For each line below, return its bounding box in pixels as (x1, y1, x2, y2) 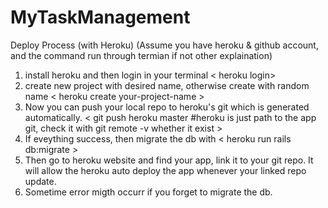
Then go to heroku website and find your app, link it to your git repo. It (24, 154, 314, 166)
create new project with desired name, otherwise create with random (24, 79, 310, 91)
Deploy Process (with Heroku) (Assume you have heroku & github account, (10, 39, 319, 51)
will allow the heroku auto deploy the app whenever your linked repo (24, 164, 307, 176)
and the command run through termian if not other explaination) (10, 49, 273, 61)
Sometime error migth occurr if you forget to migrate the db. (24, 186, 273, 198)
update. (24, 175, 57, 187)
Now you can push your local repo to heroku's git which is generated (24, 101, 310, 113)
